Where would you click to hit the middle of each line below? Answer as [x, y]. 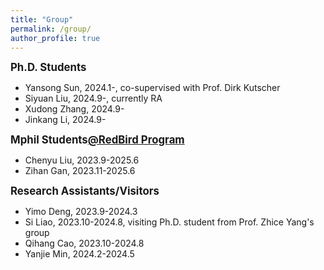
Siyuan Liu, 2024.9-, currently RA [93, 98]
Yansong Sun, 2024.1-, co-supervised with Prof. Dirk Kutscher [152, 88]
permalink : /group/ [51, 29]
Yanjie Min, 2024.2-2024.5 [79, 254]
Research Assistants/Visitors [85, 191]
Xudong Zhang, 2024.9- [74, 109]
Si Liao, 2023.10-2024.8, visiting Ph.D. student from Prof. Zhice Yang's [169, 222]
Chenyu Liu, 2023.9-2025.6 [82, 160]
